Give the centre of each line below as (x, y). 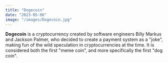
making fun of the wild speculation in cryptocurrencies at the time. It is (80, 45)
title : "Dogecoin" (25, 10)
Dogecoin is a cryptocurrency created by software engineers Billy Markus (83, 34)
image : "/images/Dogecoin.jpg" (39, 19)
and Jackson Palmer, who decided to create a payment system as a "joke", (84, 39)
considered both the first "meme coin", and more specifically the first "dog (84, 50)
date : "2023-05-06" (26, 15)
